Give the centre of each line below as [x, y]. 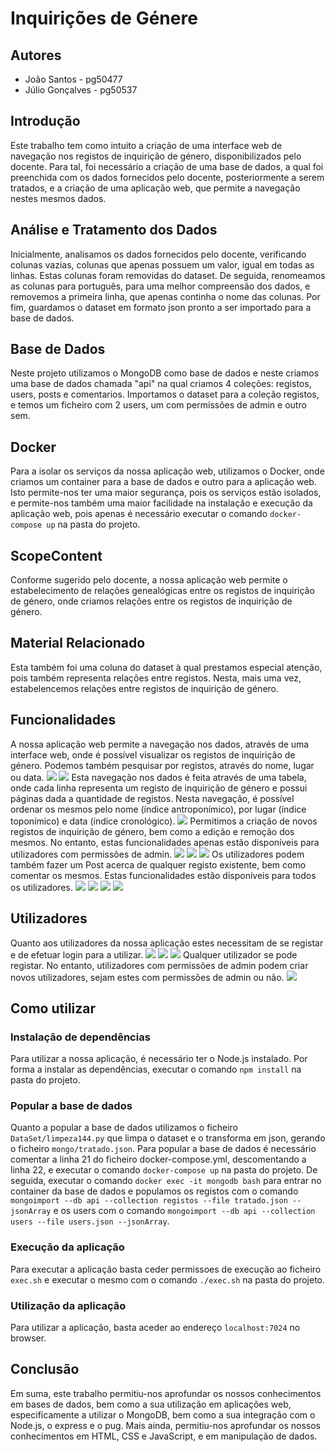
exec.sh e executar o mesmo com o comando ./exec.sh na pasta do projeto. [168, 1279]
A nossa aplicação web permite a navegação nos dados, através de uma [160, 744]
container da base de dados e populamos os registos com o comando [154, 1191]
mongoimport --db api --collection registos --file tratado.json [149, 1201]
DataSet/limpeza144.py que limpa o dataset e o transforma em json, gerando [168, 1138]
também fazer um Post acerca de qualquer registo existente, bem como [158, 864]
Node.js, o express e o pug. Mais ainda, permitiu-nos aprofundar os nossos [165, 1425]
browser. [28, 1338]
